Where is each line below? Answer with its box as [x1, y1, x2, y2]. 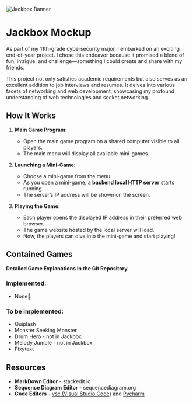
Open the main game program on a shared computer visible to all [23, 137, 180, 144]
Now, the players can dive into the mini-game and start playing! [23, 232, 176, 239]
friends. [6, 64, 25, 71]
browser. [23, 220, 45, 227]
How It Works [6, 111, 57, 121]
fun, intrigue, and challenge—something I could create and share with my [6, 57, 183, 64]
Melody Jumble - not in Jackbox [14, 339, 93, 346]
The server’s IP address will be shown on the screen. [23, 191, 150, 198]
